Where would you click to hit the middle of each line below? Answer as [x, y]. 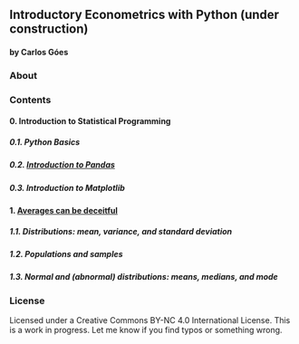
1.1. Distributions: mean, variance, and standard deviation [121, 231]
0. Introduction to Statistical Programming [90, 121]
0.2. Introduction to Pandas [63, 165]
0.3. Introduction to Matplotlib [67, 187]
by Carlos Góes [39, 52]
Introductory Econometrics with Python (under [144, 15]
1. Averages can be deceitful [63, 211]
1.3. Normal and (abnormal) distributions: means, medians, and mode [144, 277]
